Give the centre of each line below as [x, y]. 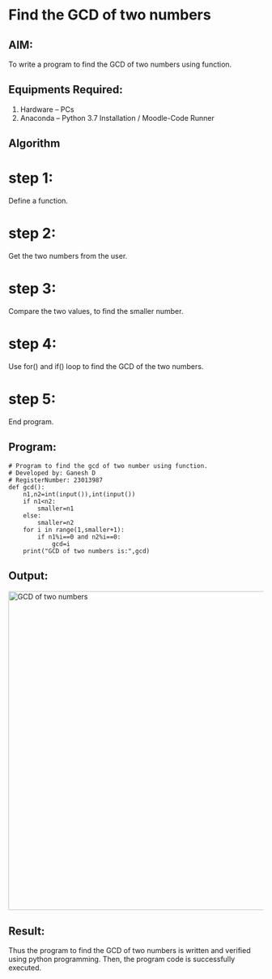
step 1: [31, 178]
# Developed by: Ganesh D [52, 473]
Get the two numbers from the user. [68, 256]
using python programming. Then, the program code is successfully [122, 960]
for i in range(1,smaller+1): [74, 530]
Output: [28, 576]
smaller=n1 [56, 509]
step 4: [32, 344]
